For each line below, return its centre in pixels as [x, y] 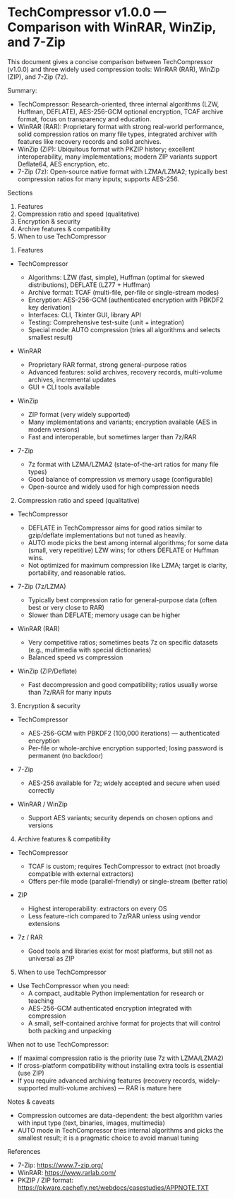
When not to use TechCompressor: [58, 1044]
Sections [20, 193]
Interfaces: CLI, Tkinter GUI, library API [84, 315]
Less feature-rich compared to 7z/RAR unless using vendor [114, 916]
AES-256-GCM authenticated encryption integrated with [110, 1008]
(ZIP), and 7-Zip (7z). [38, 77]
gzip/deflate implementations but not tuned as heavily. [107, 535]
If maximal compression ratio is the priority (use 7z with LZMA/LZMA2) [120, 1058]
